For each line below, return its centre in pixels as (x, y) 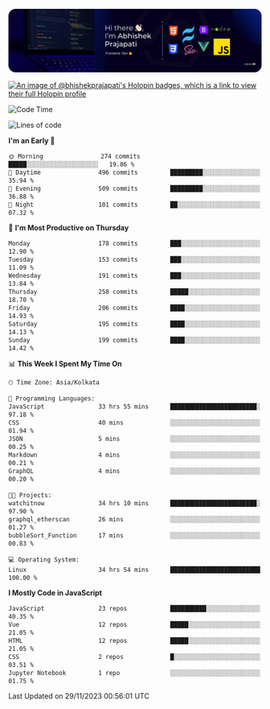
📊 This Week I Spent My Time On (65, 364)
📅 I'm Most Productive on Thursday (69, 228)
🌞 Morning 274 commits (74, 156)
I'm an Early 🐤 (32, 141)
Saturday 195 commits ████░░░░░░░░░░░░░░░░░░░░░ (135, 324)
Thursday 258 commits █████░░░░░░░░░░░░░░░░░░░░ (135, 292)
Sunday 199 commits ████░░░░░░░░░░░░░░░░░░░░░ (135, 340)
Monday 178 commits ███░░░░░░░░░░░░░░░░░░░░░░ (135, 243)
